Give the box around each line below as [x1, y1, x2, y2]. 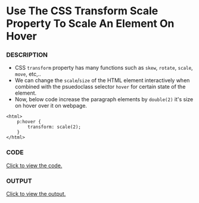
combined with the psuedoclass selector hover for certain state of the [14, 83, 186, 90]
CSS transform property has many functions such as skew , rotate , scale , [14, 64, 193, 71]
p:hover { [17, 119, 42, 125]
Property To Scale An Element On [6, 17, 175, 30]
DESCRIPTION [6, 51, 48, 59]
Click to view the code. [6, 162, 63, 169]
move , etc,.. [14, 70, 42, 78]
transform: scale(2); [27, 124, 82, 130]
